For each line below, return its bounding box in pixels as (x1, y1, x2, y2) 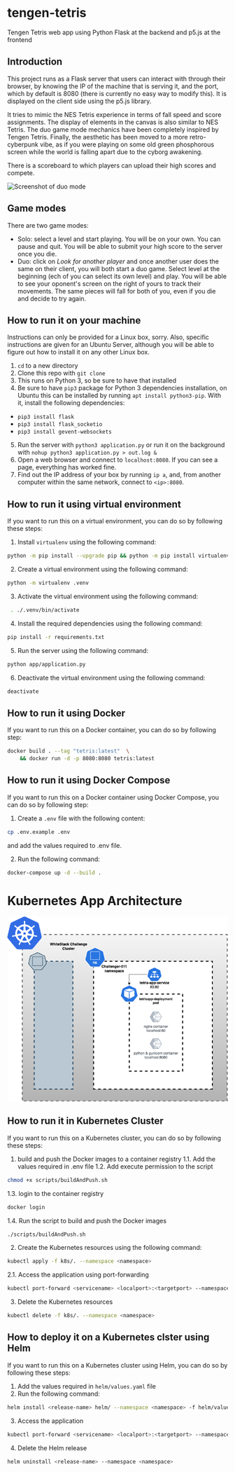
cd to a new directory (17, 362, 78, 370)
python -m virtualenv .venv (7, 579, 90, 586)
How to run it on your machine (7, 314, 141, 326)
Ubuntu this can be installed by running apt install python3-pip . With (17, 391, 222, 400)
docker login (7, 1204, 45, 1211)
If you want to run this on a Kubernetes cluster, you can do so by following (7, 1134, 222, 1142)
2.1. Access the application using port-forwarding (7, 1270, 149, 1279)
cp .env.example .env (7, 828, 71, 835)
